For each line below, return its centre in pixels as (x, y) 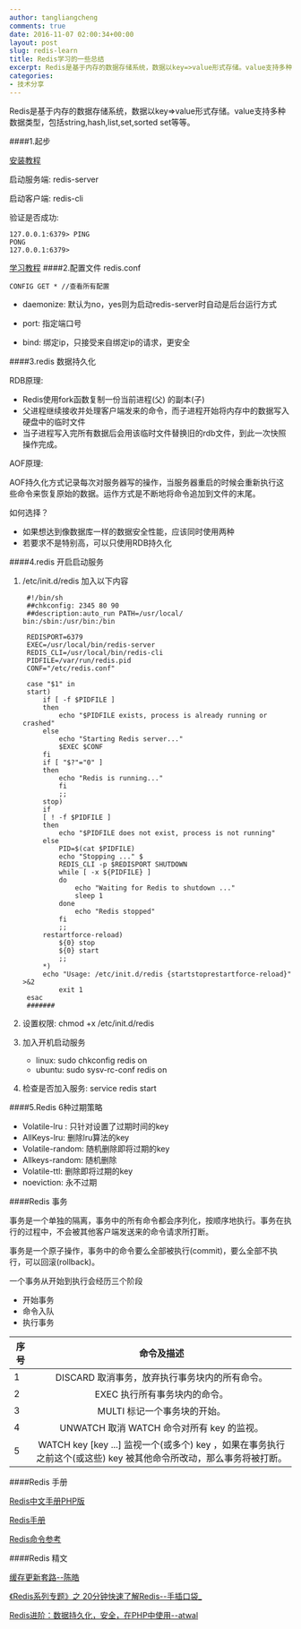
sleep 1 (89, 896)
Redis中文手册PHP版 (47, 1501)
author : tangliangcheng (54, 17)
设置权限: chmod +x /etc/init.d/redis (88, 1023)
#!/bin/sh (45, 598)
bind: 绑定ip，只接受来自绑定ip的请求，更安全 (106, 342)
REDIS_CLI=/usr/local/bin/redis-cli (95, 652)
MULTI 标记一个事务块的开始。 (162, 1410)
